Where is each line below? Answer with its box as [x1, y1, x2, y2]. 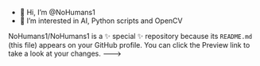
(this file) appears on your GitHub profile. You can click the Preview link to [8, 41, 250, 49]
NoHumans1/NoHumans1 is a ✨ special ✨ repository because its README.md [8, 32, 253, 41]
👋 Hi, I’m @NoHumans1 [19, 8, 95, 17]
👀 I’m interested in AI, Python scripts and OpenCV [19, 16, 183, 25]
